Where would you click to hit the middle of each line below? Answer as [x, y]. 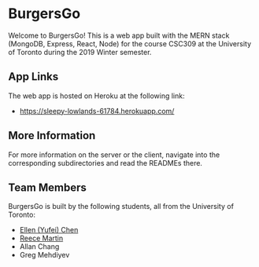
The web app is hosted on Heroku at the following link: [96, 96]
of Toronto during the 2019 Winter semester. [80, 52]
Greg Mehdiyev [44, 255]
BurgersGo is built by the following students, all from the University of [121, 207]
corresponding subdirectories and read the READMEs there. [105, 163]
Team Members [47, 187]
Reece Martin [41, 238]
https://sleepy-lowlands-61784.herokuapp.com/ [97, 111]
